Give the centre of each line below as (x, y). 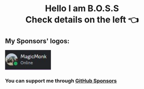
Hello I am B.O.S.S (82, 9)
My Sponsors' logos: (37, 41)
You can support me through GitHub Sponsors (61, 81)
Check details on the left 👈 (82, 20)
